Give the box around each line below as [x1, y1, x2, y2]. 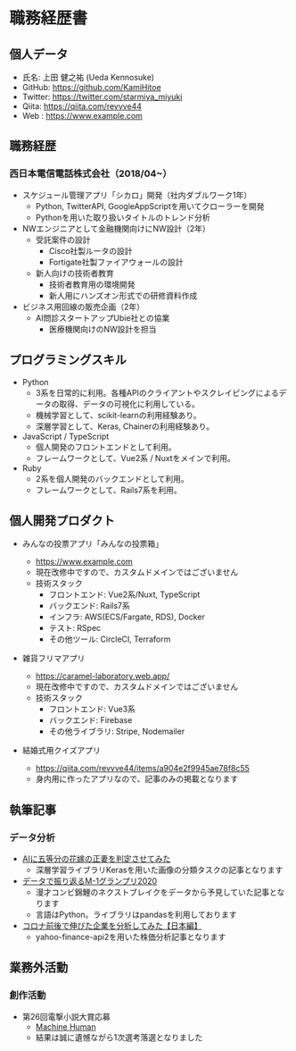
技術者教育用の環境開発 [48, 279, 136, 290]
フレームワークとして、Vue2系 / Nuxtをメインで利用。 [35, 452, 235, 463]
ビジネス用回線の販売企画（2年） [21, 301, 145, 312]
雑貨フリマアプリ [21, 653, 86, 664]
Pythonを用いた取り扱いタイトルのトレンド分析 [35, 212, 211, 223]
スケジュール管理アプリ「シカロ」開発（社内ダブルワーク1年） [21, 189, 252, 200]
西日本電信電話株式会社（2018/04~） [9, 167, 172, 180]
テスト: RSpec [48, 623, 102, 634]
